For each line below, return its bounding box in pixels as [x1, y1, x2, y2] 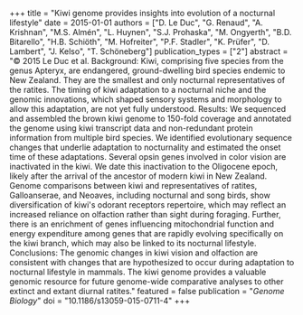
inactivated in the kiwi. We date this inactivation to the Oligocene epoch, [9, 162, 279, 171]
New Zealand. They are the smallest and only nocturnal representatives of [9, 75, 286, 85]
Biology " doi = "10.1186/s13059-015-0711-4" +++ [9, 295, 191, 306]
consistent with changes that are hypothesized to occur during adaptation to [9, 257, 295, 267]
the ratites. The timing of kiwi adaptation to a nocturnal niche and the [9, 85, 267, 95]
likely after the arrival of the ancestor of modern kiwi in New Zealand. [9, 171, 268, 181]
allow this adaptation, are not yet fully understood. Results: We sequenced [9, 104, 287, 114]
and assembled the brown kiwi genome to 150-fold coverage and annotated [9, 113, 292, 124]
